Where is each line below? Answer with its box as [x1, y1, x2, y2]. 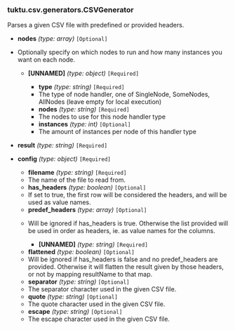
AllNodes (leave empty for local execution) [38, 98, 162, 106]
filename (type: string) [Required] [27, 169, 127, 177]
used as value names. [27, 198, 91, 206]
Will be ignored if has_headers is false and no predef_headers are [27, 255, 219, 264]
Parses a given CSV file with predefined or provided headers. [7, 21, 184, 29]
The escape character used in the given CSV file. [27, 315, 170, 324]
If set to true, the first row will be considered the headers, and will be [27, 191, 227, 199]
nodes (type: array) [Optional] [17, 34, 108, 43]
